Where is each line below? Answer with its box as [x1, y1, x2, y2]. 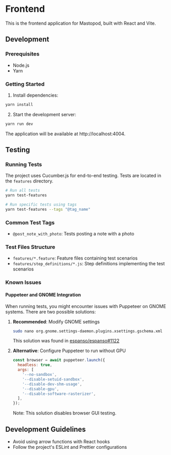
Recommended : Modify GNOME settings [12, 318, 100, 324]
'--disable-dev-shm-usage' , [22, 381, 82, 387]
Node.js [12, 62, 30, 68]
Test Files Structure [5, 244, 55, 251]
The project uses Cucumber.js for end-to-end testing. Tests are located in [5, 173, 162, 179]
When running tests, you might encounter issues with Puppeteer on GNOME [5, 303, 166, 309]
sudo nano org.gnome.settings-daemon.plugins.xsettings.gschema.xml [12, 329, 163, 334]
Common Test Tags [5, 219, 55, 226]
